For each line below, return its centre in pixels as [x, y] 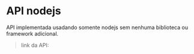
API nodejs [34, 11]
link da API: [35, 45]
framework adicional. [32, 33]
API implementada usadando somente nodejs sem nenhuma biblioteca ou [97, 27]
